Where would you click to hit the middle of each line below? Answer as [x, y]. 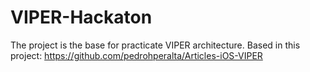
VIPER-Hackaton [81, 17]
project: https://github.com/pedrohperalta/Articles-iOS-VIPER [136, 55]
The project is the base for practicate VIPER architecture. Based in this [155, 45]
